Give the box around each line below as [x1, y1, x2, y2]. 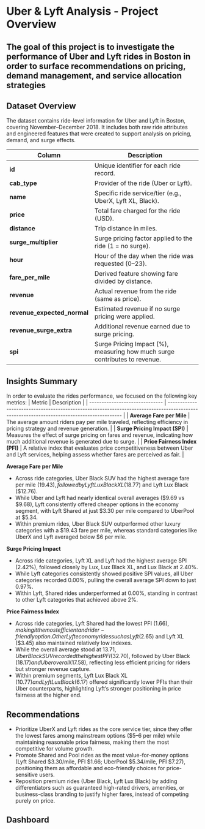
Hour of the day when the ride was [94, 252, 194, 260]
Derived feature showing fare [94, 270, 178, 278]
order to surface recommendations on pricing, [6, 61, 186, 71]
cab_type [9, 179, 38, 187]
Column [37, 151, 61, 160]
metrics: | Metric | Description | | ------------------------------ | [6, 399, 167, 406]
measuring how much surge [94, 347, 175, 356]
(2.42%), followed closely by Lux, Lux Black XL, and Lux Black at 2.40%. [15, 564, 198, 571]
